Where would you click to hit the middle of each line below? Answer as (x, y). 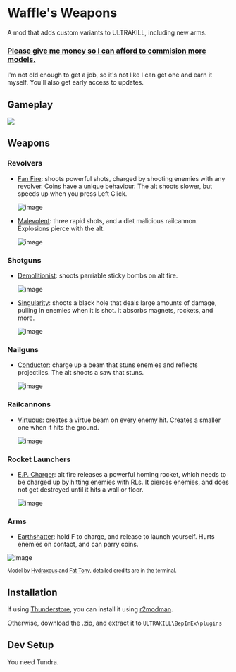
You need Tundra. (33, 662)
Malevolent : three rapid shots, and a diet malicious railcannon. (108, 220)
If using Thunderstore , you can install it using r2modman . (90, 609)
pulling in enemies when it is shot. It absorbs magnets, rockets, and (115, 311)
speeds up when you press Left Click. (72, 193)
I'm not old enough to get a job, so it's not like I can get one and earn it (110, 75)
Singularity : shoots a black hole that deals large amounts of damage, (117, 303)
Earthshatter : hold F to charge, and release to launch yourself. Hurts (116, 537)
